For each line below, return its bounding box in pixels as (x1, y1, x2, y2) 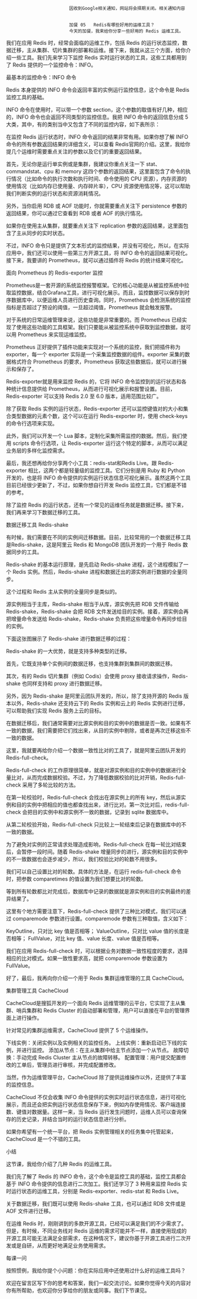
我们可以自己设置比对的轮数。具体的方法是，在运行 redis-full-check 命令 (6, 868, 182, 875)
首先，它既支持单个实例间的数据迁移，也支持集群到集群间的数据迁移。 (6, 660, 176, 667)
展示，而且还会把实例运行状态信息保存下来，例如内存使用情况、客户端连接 (6, 1101, 186, 1108)
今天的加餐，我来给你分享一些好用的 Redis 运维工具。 (69, 28, 184, 34)
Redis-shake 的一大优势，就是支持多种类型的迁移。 (6, 648, 130, 654)
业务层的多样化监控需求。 (6, 447, 68, 454)
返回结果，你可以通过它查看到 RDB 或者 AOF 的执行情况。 (6, 210, 146, 216)
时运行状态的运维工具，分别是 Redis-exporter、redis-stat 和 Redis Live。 (6, 1188, 182, 1194)
